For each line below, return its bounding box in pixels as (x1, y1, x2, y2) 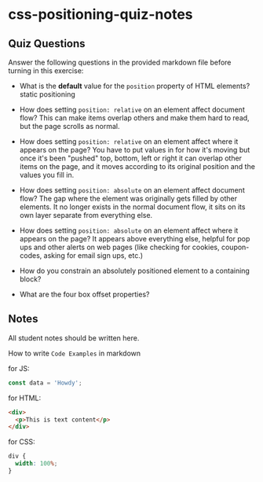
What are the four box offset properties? (19, 289, 150, 299)
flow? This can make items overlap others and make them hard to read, (19, 113, 250, 123)
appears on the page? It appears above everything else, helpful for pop (19, 234, 250, 243)
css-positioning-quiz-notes (8, 6, 194, 24)
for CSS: (8, 437, 35, 447)
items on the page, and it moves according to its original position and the (19, 162, 255, 171)
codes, (19, 251, 42, 260)
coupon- (221, 242, 250, 252)
